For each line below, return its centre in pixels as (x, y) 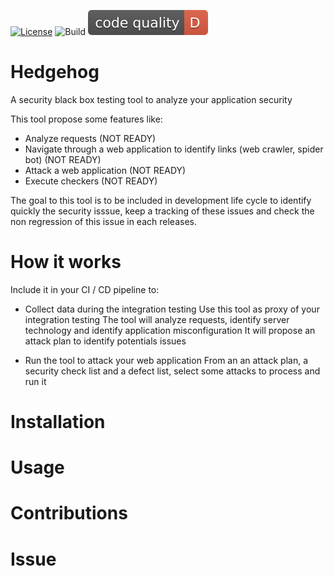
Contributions (69, 513)
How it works (66, 262)
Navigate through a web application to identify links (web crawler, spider (174, 149)
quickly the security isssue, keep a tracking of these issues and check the (162, 211)
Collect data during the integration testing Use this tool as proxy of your (172, 309)
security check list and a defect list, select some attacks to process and (172, 371)
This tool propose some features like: (86, 119)
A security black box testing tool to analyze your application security (151, 99)
